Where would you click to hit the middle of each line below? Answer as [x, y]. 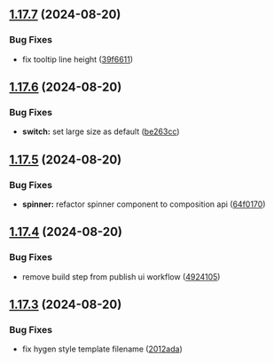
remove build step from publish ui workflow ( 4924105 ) [121, 276]
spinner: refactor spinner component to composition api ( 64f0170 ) [144, 204]
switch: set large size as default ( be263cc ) [101, 131]
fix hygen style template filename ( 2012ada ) [102, 349]
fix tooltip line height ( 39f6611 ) [78, 59]
